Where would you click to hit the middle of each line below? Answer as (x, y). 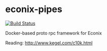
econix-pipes (34, 9)
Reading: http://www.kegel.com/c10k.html (49, 43)
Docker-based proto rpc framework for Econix (54, 33)
